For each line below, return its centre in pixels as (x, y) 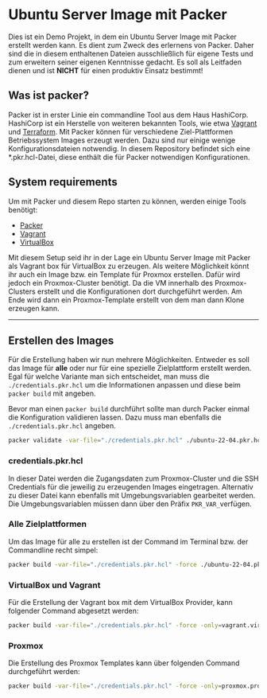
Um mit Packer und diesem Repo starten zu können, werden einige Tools (127, 201)
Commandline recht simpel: (53, 550)
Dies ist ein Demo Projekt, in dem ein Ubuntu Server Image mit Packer (122, 37)
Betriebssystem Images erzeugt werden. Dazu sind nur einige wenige (122, 140)
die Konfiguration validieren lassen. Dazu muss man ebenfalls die (115, 417)
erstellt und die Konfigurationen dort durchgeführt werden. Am (139, 291)
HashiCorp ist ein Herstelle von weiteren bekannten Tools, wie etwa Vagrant (133, 123)
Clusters (22, 291)
